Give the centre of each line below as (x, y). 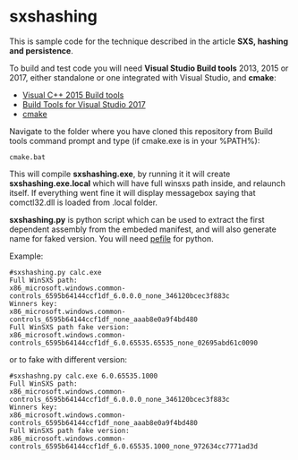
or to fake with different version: (68, 359)
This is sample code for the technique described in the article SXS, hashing (149, 41)
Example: (26, 256)
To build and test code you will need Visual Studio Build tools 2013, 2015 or (149, 68)
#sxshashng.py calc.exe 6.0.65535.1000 (84, 376)
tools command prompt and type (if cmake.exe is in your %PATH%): (135, 141)
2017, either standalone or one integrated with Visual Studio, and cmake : (143, 77)
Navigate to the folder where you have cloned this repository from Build (141, 131)
